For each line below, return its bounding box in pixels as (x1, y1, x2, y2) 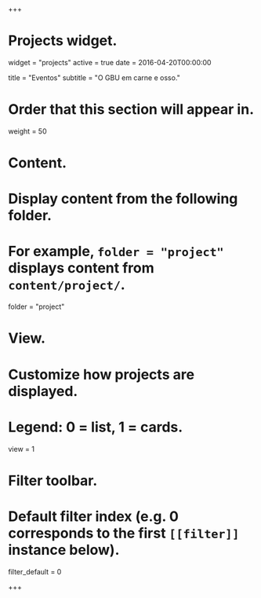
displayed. (8, 382, 78, 400)
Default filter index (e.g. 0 (8, 508, 179, 525)
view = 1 (8, 444, 35, 453)
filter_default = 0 (8, 567, 62, 576)
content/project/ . (8, 276, 125, 294)
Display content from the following (8, 190, 238, 208)
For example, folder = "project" (8, 243, 224, 260)
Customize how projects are (8, 365, 194, 383)
